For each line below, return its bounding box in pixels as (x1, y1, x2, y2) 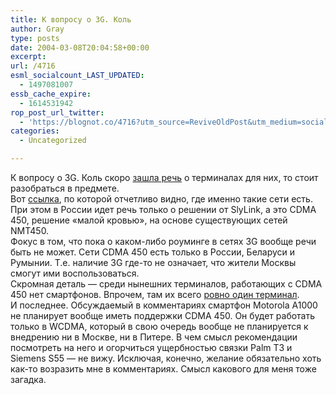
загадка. (10, 374, 47, 385)
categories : (10, 126, 60, 136)
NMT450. (10, 225, 50, 236)
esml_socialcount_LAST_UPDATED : (10, 71, 145, 81)
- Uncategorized (19, 136, 87, 146)
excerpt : (10, 52, 47, 62)
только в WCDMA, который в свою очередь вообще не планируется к (10, 321, 309, 332)
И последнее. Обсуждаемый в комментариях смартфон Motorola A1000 (10, 299, 318, 311)
